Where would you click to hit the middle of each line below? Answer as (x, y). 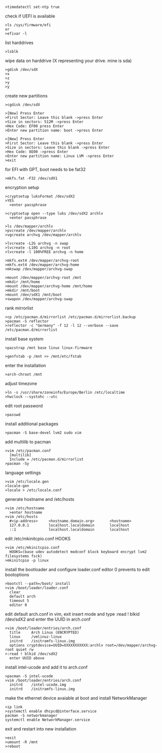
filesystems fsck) (24, 556)
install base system (24, 339)
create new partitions (26, 96)
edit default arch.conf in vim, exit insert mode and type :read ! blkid (72, 614)
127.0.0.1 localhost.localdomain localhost (70, 525)
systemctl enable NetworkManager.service (48, 720)
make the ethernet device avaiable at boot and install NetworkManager (76, 698)
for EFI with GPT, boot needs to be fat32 (45, 169)
